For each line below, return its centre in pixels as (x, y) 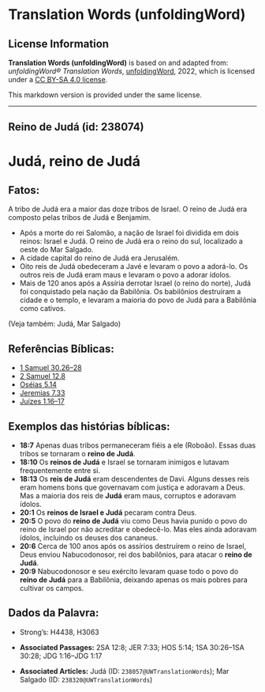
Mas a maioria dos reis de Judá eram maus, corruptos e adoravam (128, 496)
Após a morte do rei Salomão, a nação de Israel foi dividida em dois (129, 233)
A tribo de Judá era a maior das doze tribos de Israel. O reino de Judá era (128, 209)
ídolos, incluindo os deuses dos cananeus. (89, 538)
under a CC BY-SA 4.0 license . (58, 79)
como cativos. (43, 308)
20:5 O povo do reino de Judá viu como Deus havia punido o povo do (133, 521)
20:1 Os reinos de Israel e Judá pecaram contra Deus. (108, 512)
